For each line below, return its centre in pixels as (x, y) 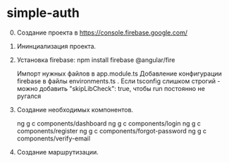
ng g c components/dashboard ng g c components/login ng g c (109, 123)
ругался (29, 96)
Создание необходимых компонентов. (75, 109)
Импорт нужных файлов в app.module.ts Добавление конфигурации (119, 73)
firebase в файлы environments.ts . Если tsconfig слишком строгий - (118, 81)
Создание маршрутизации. (58, 152)
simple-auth (43, 13)
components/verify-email (54, 138)
